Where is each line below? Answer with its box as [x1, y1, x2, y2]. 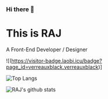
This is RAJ [6, 27, 62, 40]
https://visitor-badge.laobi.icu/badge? [11, 57, 102, 64]
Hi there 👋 [6, 5, 35, 13]
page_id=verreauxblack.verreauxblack [6, 63, 99, 70]
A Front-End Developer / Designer [6, 46, 88, 53]
